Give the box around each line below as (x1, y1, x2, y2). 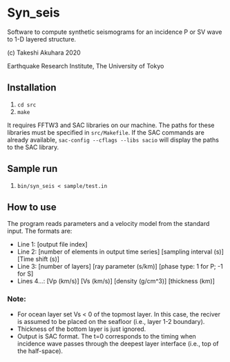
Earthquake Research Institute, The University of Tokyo (7, 61, 164, 70)
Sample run (7, 163, 58, 175)
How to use (7, 201, 57, 213)
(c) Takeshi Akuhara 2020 (7, 48, 81, 57)
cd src (17, 102, 37, 108)
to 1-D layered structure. (7, 35, 77, 43)
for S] (17, 269, 34, 278)
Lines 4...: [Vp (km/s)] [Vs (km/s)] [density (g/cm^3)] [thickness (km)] (17, 277, 215, 285)
